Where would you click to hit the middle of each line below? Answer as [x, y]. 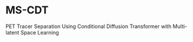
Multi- [180, 26]
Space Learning [40, 32]
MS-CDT [27, 10]
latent [12, 32]
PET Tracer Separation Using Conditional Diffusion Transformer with [89, 26]
